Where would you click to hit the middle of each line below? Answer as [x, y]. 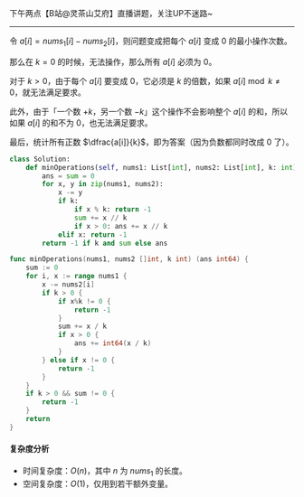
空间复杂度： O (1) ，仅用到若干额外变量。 [98, 483]
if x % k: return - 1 [113, 210]
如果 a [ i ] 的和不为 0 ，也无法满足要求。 [81, 122]
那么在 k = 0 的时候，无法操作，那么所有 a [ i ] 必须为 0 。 [113, 61]
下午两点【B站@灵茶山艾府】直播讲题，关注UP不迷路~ [111, 13]
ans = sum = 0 [68, 176]
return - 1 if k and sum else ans [105, 243]
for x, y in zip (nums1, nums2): [103, 184]
